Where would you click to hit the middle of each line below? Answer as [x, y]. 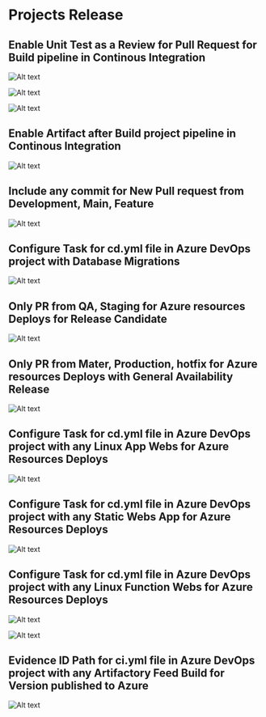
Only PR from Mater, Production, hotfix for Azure [133, 364]
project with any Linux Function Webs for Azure [131, 587]
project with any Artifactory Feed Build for [116, 673]
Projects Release [66, 15]
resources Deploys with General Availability [121, 377]
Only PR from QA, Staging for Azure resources [127, 306]
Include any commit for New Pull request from [126, 191]
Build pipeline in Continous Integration [107, 57]
